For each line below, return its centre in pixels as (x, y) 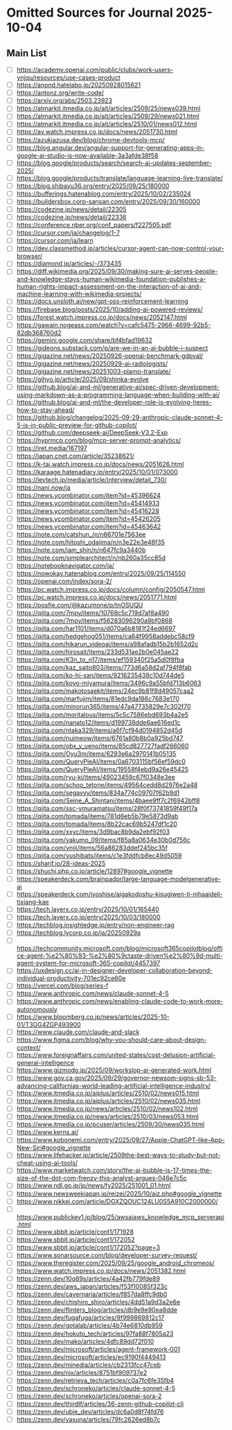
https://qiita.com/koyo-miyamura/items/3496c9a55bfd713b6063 (109, 683)
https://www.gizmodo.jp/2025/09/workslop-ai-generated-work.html (114, 1070)
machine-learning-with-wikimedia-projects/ (79, 294)
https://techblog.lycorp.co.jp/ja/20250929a (79, 933)
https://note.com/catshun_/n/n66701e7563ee (81, 535)
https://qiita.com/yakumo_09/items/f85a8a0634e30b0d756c (104, 840)
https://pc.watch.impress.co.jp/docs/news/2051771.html (97, 597)
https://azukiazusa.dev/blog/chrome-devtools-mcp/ (91, 139)
